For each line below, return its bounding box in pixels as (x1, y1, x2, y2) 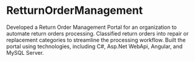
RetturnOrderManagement (6, 4, 144, 17)
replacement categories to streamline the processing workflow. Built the (6, 36, 186, 43)
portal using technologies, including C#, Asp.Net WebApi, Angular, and (6, 43, 183, 50)
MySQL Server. (6, 49, 44, 56)
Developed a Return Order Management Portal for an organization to (6, 23, 177, 31)
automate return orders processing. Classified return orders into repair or (6, 29, 189, 37)
